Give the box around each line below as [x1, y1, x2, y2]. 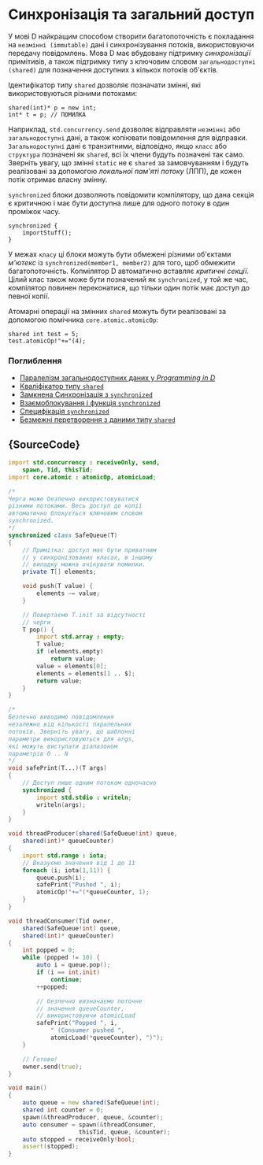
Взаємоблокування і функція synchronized [19, 398, 161, 408]
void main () [8, 1084, 47, 1092]
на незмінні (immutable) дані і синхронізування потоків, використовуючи [8, 39, 254, 49]
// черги [22, 618, 51, 627]
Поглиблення [8, 355, 62, 366]
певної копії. [8, 291, 50, 301]
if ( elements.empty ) [36, 648, 104, 656]
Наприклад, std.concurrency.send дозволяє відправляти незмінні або [8, 124, 241, 134]
